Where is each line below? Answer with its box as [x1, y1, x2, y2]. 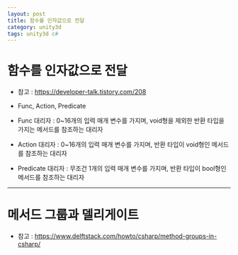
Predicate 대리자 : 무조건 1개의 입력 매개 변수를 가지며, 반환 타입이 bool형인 [17, 164, 227, 173]
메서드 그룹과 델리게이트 [7, 207, 140, 223]
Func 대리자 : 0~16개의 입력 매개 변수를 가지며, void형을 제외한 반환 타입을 [17, 116, 225, 125]
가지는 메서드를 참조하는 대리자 [17, 125, 103, 134]
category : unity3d [7, 23, 62, 30]
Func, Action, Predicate [17, 102, 86, 110]
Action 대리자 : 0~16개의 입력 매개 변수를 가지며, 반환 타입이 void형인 [17, 140, 210, 149]
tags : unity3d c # [7, 30, 59, 38]
